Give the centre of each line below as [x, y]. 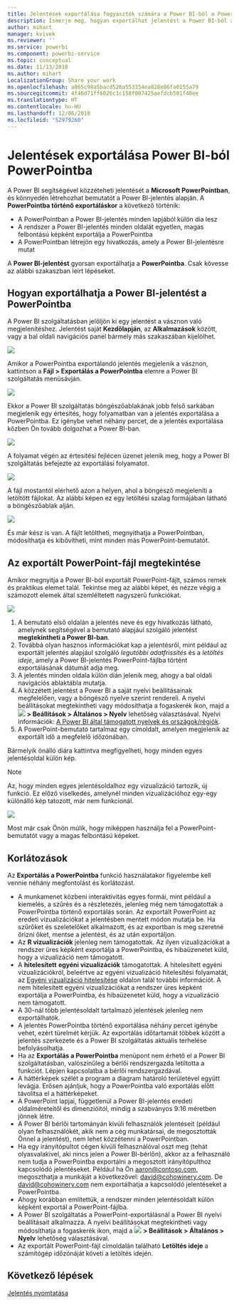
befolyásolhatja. [41, 1048]
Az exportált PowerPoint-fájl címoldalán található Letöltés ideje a [113, 1246]
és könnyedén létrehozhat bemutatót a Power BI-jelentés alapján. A [106, 197]
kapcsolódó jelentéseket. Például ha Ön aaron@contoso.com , [108, 1169]
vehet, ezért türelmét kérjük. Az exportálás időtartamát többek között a [121, 1033]
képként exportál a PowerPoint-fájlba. [73, 1207]
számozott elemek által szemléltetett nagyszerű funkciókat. [94, 595]
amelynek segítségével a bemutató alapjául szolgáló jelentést [107, 630]
